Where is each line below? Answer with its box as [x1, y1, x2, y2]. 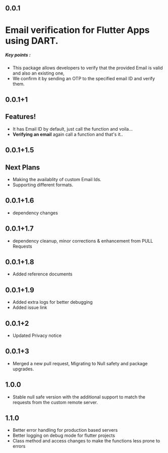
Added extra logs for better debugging [12, 299, 93, 305]
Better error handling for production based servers [12, 427, 118, 433]
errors [12, 443, 26, 449]
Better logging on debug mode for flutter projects [12, 432, 115, 438]
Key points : [5, 52, 31, 58]
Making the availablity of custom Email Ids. [12, 176, 102, 182]
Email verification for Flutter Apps [5, 24, 150, 36]
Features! [5, 112, 36, 121]
